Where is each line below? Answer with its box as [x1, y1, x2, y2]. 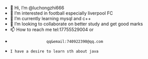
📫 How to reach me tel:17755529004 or [10, 27, 94, 32]
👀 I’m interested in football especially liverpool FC [10, 10, 113, 16]
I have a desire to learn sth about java [10, 49, 98, 54]
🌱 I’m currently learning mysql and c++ [10, 16, 91, 21]
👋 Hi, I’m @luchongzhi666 [10, 5, 65, 11]
